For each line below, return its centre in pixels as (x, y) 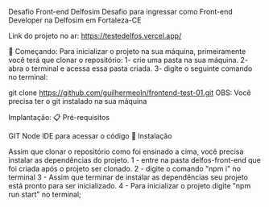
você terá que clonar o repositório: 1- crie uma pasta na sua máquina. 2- (128, 60)
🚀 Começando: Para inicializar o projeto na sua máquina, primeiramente (127, 51)
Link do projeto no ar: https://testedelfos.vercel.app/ (95, 36)
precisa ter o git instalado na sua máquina (78, 101)
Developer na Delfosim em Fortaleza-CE (75, 20)
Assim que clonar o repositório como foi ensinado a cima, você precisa (126, 151)
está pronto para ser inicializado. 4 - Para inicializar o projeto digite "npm (130, 186)
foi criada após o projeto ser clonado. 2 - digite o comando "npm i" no (125, 169)
